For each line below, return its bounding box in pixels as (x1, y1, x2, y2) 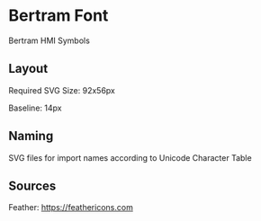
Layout (8, 61, 49, 76)
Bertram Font (8, 5, 109, 26)
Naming (8, 128, 54, 144)
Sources (8, 178, 57, 193)
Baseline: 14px (8, 102, 62, 113)
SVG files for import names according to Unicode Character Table (8, 152, 253, 163)
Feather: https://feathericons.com (8, 202, 134, 213)
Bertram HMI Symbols (8, 35, 91, 46)
